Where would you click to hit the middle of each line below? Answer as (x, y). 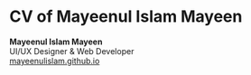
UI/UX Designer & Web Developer (72, 51)
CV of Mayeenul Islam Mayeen (126, 17)
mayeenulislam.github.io (55, 61)
